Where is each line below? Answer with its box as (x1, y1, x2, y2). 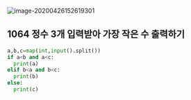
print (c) (13, 86, 39, 93)
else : (7, 80, 23, 87)
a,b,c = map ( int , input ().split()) (7, 47, 101, 54)
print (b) (13, 73, 39, 80)
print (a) (13, 60, 39, 67)
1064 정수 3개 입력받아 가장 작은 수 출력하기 (7, 28, 185, 40)
